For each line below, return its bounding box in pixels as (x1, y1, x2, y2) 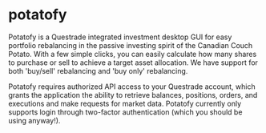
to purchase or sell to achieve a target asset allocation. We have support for (8, 58, 259, 67)
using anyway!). (8, 115, 61, 125)
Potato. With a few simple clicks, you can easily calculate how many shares (8, 49, 257, 58)
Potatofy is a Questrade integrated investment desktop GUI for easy (8, 32, 232, 42)
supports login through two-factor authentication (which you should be (8, 107, 243, 117)
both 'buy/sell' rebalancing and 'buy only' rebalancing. (8, 66, 188, 75)
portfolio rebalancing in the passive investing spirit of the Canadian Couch (8, 40, 253, 50)
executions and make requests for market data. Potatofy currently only (8, 99, 242, 108)
